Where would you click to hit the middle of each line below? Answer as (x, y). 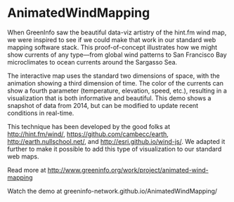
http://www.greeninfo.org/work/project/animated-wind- (128, 170)
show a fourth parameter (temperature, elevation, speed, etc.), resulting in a (117, 90)
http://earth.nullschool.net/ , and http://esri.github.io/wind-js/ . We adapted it (116, 141)
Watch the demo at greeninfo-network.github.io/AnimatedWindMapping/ (112, 191)
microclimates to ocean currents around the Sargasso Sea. (92, 62)
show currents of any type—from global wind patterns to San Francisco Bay (117, 55)
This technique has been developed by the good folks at (89, 126)
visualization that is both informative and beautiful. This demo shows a (109, 98)
